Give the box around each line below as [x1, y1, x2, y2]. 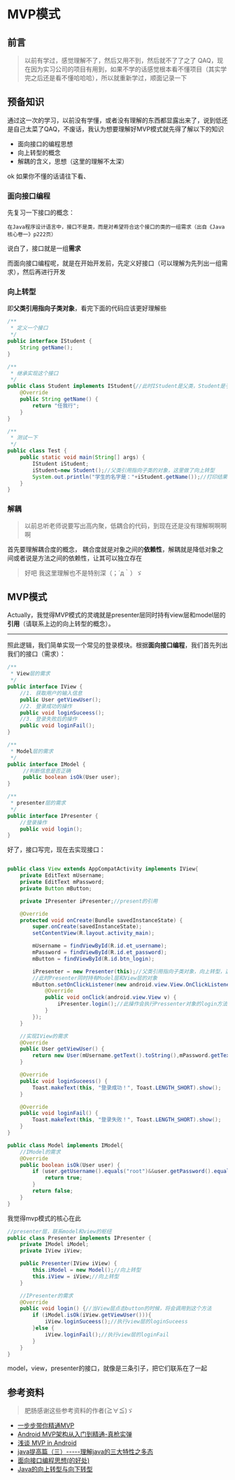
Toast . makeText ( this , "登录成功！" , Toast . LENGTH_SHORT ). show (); [32, 1084, 222, 1091]
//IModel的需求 [20, 1148, 61, 1156]
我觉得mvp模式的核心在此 [7, 1214, 82, 1222]
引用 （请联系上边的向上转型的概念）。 [7, 619, 115, 628]
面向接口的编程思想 [17, 139, 73, 148]
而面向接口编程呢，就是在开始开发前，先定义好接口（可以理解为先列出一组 [7, 259, 222, 268]
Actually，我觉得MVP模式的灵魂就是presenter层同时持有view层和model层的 [7, 611, 226, 619]
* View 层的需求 [10, 670, 50, 677]
